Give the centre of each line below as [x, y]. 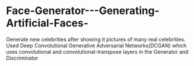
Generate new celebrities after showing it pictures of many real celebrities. [96, 39]
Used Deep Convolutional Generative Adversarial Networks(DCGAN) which [96, 46]
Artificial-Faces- [47, 23]
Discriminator [22, 58]
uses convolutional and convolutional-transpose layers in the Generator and [97, 51]
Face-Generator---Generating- [83, 11]
